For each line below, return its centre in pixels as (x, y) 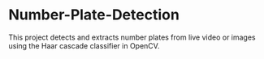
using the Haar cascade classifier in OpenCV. (84, 45)
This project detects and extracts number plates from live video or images (132, 37)
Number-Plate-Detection (94, 15)
